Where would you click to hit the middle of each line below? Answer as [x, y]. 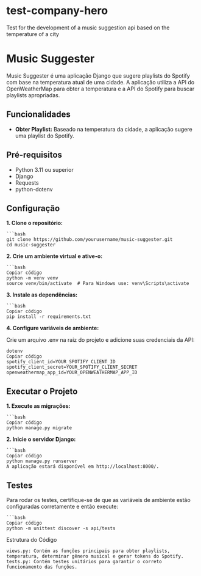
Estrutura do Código [32, 539]
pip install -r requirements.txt [49, 317]
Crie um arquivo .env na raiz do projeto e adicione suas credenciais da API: [100, 340]
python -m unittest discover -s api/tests [61, 528]
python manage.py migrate [39, 428]
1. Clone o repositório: [34, 223]
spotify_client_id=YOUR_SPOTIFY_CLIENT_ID [61, 362]
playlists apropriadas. [33, 95]
